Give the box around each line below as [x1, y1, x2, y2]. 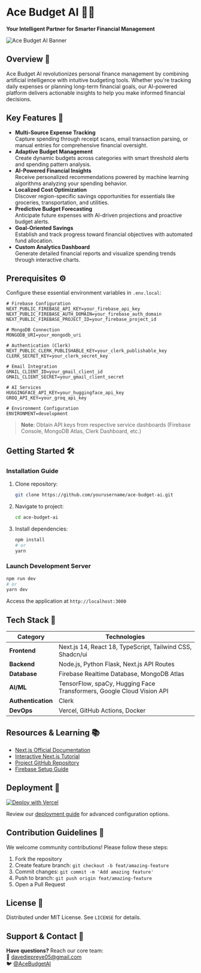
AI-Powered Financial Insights [14, 167, 92, 174]
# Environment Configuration [6, 405, 79, 412]
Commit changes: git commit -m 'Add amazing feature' [14, 868, 154, 875]
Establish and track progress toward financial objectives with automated [14, 231, 193, 238]
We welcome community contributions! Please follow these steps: [6, 844, 169, 851]
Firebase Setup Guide [14, 765, 69, 772]
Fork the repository [14, 855, 63, 862]
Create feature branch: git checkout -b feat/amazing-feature [14, 862, 169, 869]
